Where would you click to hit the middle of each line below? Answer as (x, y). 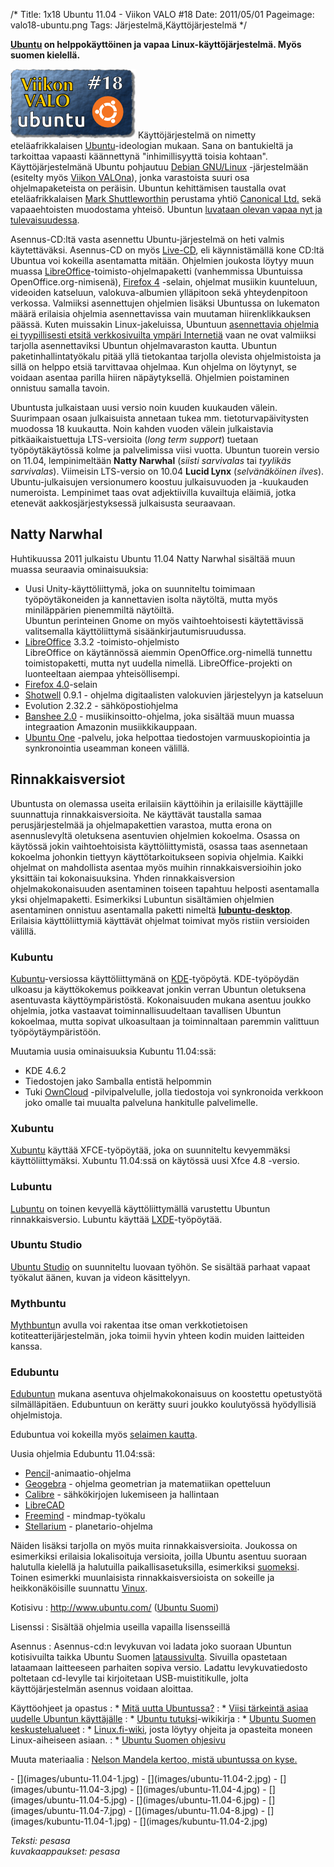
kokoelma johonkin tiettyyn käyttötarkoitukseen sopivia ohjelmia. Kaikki (157, 856)
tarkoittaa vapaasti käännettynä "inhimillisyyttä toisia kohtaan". (139, 156)
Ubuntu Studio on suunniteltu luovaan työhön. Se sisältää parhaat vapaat (160, 1266)
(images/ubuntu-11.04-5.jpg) (69, 1800)
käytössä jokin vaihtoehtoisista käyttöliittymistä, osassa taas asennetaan (159, 846)
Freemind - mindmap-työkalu (85, 1516)
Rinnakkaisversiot (68, 779)
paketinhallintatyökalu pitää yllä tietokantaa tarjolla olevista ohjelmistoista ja (166, 356)
